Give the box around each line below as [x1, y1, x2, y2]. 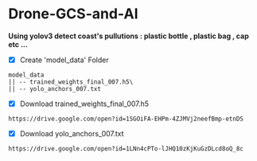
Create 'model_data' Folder [19, 55, 109, 65]
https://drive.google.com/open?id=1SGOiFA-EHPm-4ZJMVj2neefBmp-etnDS [8, 115, 244, 124]
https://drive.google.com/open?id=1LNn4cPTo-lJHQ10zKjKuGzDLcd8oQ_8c [8, 145, 244, 153]
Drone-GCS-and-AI [8, 5, 138, 23]
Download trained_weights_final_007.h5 [19, 99, 150, 108]
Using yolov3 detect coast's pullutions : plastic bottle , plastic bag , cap [8, 31, 249, 41]
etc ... [8, 39, 28, 49]
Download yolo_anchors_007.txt [19, 129, 125, 139]
